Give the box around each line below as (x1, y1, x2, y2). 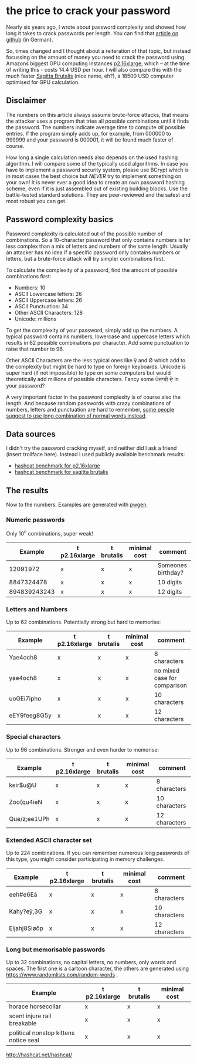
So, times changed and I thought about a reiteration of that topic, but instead (6, 47, 191, 54)
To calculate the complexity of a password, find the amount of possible (6, 266, 178, 274)
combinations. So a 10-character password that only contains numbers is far (6, 236, 191, 243)
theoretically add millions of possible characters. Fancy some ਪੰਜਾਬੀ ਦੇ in (6, 375, 179, 382)
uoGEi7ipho (9, 695, 42, 703)
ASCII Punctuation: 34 (14, 302, 69, 309)
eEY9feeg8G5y (9, 712, 52, 720)
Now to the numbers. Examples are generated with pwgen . (6, 501, 148, 509)
